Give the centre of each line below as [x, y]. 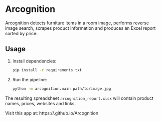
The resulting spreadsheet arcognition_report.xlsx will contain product [79, 98]
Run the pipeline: [30, 79]
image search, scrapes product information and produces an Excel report [80, 28]
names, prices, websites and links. [41, 103]
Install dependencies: [34, 61]
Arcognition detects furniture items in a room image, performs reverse [77, 23]
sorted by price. [22, 33]
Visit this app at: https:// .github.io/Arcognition [52, 113]
